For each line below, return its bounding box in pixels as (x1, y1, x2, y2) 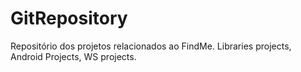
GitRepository (10, 7, 128, 30)
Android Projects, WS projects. (10, 50, 137, 62)
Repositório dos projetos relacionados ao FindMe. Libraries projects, (10, 40, 292, 52)
